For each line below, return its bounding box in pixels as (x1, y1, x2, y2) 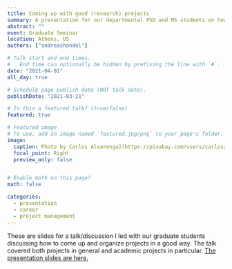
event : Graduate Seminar (7, 29, 79, 37)
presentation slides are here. (7, 253, 88, 262)
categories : (7, 194, 41, 201)
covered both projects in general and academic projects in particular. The (7, 246, 216, 255)
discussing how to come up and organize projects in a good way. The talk (7, 239, 217, 247)
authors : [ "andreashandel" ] (7, 42, 88, 49)
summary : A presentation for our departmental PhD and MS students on (7, 17, 215, 23)
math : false (7, 181, 41, 188)
